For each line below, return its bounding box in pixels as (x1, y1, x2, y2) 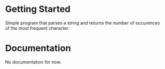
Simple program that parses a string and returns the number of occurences (5, 20, 160, 26)
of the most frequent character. (5, 25, 70, 31)
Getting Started (5, 3, 71, 15)
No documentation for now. (5, 59, 61, 65)
